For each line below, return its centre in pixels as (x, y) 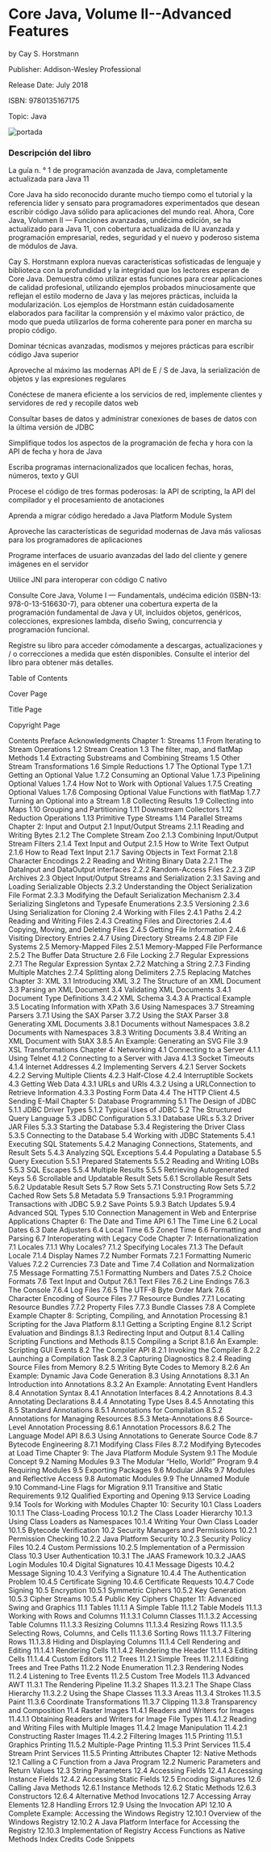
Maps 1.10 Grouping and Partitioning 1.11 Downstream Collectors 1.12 (121, 809)
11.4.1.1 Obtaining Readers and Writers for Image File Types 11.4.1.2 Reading (132, 1719)
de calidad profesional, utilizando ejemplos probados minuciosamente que (132, 288)
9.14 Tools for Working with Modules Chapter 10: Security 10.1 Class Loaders (135, 1505)
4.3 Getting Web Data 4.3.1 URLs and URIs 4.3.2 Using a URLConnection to (132, 1084)
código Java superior (44, 355)
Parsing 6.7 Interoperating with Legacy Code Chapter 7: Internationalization (133, 1239)
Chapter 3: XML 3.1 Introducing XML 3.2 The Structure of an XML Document (135, 981)
